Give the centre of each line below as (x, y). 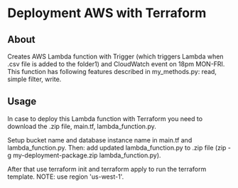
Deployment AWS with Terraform (107, 13)
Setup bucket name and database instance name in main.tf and (100, 140)
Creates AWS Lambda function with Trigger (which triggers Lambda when (115, 56)
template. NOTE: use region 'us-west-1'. (66, 177)
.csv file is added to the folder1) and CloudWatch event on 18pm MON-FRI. (116, 64)
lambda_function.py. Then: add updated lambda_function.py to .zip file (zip (117, 147)
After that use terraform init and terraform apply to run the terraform (107, 169)
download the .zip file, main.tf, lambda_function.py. (82, 126)
